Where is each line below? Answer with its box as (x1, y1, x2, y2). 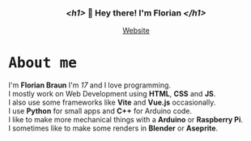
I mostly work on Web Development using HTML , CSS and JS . (8, 89, 216, 99)
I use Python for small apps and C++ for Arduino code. (8, 106, 193, 116)
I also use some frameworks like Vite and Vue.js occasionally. (8, 97, 216, 108)
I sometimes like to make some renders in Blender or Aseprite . (8, 123, 219, 133)
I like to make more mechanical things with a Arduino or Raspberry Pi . (8, 115, 244, 125)
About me (8, 54, 77, 72)
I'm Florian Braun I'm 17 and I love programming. (8, 80, 172, 90)
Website (122, 26, 150, 36)
